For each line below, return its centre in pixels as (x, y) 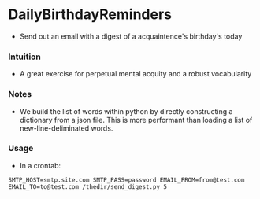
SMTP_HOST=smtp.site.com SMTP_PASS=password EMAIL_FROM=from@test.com (126, 180)
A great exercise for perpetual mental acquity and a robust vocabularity (136, 74)
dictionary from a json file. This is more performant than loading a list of (136, 120)
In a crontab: (40, 165)
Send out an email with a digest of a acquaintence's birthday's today (131, 36)
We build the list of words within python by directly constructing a (126, 111)
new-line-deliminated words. (66, 128)
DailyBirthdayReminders (90, 15)
